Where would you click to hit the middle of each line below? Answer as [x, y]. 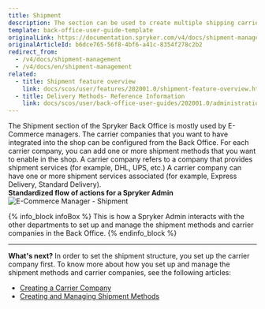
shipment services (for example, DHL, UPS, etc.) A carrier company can [125, 168]
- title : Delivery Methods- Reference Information [100, 96]
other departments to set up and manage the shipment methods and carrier [131, 225]
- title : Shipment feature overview [75, 81]
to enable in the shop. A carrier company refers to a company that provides [131, 159]
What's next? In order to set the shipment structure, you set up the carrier [129, 256]
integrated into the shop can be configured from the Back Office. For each [129, 143]
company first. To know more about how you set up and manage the [119, 264]
